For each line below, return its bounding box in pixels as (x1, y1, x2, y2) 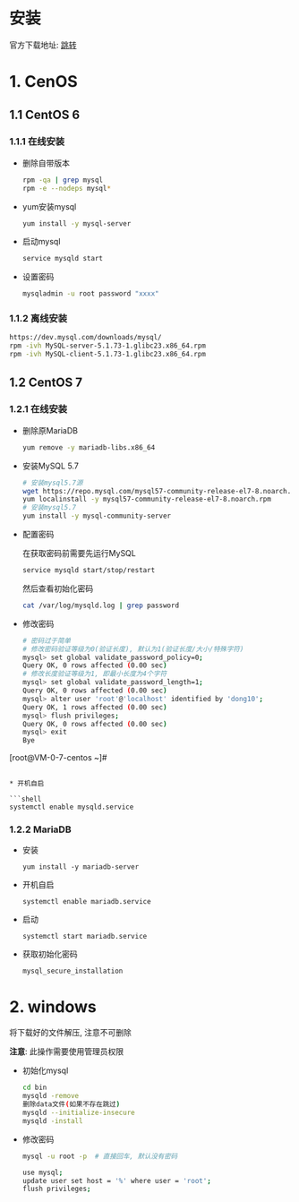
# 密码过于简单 (21, 636, 72, 645)
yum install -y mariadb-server (21, 863, 140, 871)
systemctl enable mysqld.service (9, 803, 134, 811)
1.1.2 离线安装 (9, 313, 68, 325)
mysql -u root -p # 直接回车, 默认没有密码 (21, 1152, 178, 1161)
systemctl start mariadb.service (21, 932, 148, 941)
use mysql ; (21, 1168, 64, 1177)
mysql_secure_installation (21, 966, 124, 976)
